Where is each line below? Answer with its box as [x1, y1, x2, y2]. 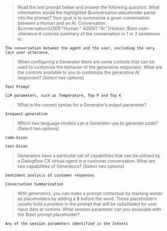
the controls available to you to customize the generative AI [17, 69, 140, 75]
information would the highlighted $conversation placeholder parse [17, 9, 156, 15]
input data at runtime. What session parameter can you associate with [17, 207, 161, 212]
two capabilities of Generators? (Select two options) [17, 163, 125, 169]
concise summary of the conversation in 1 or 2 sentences [42, 31, 161, 36]
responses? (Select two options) [17, 75, 84, 80]
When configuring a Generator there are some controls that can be [17, 59, 155, 64]
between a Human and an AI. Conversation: [17, 20, 107, 26]
